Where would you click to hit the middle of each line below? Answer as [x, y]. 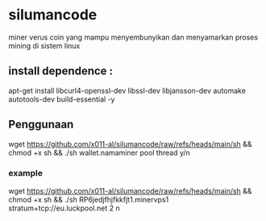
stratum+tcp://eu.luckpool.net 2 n [64, 208]
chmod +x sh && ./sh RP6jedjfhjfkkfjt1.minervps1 [89, 199]
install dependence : [61, 71]
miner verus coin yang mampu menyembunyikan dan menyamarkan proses [133, 37]
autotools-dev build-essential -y [62, 99]
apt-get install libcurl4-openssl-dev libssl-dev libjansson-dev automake [127, 90]
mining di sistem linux [44, 45]
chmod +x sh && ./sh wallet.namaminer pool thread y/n [100, 152]
